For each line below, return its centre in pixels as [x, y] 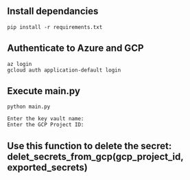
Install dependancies [53, 11]
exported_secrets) [47, 167]
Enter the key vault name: [46, 119]
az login [20, 64]
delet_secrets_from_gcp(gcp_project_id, [95, 156]
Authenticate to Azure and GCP [75, 48]
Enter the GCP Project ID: [46, 125]
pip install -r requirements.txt [55, 27]
